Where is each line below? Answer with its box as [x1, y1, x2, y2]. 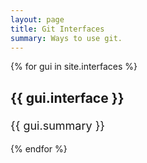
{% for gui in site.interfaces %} [10, 61, 138, 73]
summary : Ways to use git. [10, 33, 123, 43]
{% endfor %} [10, 142, 68, 155]
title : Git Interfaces [10, 24, 105, 34]
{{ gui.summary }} [10, 118, 106, 133]
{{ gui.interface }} [10, 89, 125, 106]
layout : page [10, 14, 65, 25]
